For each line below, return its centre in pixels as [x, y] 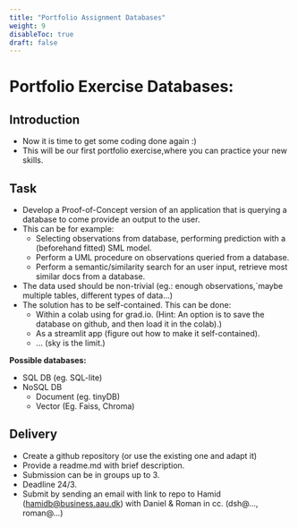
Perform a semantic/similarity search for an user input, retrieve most [162, 267]
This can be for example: [68, 229]
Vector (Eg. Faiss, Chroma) [85, 406]
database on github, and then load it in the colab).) [128, 324]
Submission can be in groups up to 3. [91, 474]
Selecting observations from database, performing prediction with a [161, 239]
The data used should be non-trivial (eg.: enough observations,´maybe [153, 286]
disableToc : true [42, 34]
